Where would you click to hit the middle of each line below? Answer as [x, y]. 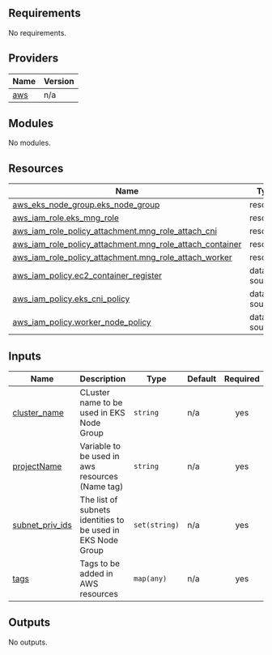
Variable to [100, 446]
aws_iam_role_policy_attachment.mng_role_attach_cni [115, 232]
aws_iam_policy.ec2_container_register [87, 276]
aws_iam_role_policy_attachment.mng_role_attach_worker [122, 257]
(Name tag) [102, 487]
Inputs [25, 356]
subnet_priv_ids [42, 525]
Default [202, 379]
